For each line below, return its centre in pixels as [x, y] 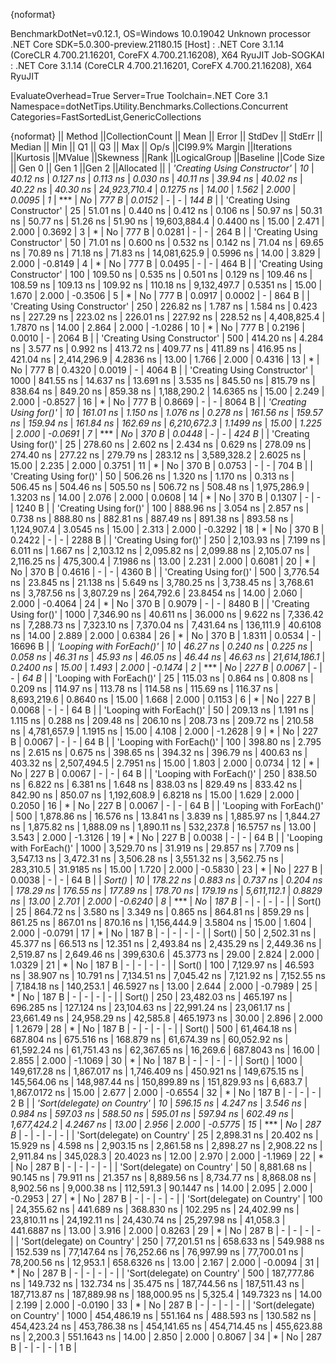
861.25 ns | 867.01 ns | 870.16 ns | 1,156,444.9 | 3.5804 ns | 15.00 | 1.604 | [161, 922]
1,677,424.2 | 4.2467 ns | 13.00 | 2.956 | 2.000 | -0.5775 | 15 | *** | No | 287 [166, 1124]
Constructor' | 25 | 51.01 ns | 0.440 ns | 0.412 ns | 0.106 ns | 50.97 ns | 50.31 [166, 210]
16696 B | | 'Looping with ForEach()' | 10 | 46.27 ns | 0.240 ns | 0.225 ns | [161, 646]
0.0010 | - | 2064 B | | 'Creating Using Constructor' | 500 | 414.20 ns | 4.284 [167, 338]
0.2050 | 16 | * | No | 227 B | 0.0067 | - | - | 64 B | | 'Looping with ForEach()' [167, 805]
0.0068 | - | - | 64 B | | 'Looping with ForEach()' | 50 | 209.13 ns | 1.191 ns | [162, 710]
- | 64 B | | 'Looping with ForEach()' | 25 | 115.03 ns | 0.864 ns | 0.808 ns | [162, 678]
